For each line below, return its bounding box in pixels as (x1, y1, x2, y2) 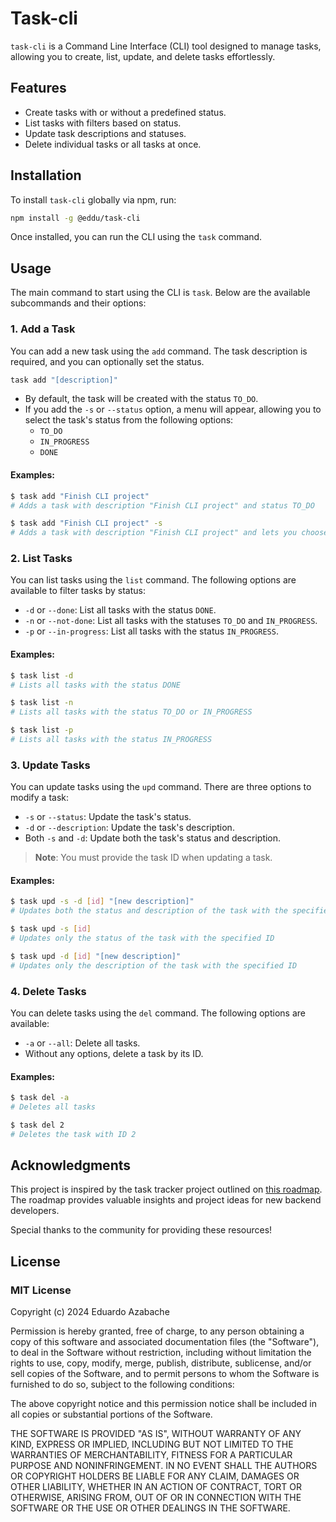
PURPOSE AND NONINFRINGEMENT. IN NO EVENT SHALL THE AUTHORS (10, 1460, 318, 1472)
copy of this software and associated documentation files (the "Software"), (10, 1336, 320, 1348)
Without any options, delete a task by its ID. (24, 1047, 204, 1059)
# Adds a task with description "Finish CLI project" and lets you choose (10, 528, 329, 538)
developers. (10, 1205, 60, 1217)
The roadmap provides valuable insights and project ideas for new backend (10, 1194, 322, 1206)
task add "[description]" (10, 375, 118, 385)
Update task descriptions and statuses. (24, 127, 187, 139)
